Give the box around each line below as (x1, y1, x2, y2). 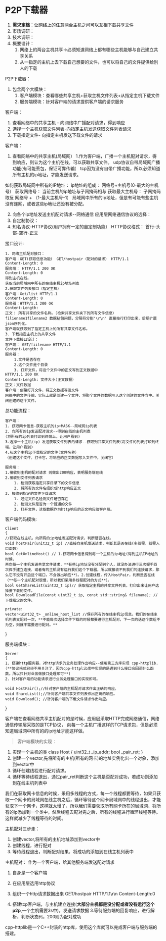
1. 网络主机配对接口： (5, 251, 45, 256)
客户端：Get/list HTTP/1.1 (5, 291, 58, 296)
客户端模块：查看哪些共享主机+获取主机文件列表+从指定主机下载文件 (19, 92, 160, 98)
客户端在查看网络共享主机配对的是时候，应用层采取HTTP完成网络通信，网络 (5, 715, 160, 721)
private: (5, 606, 23, 612)
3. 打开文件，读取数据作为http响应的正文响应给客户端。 (14, 507, 115, 512)
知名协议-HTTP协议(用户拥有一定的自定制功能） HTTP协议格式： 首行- (12, 223, 157, 229)
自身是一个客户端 (12, 870, 47, 876)
